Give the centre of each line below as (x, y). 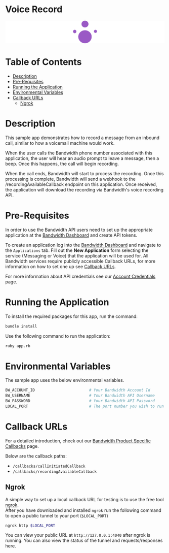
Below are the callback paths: (36, 456)
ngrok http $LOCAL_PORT (30, 526)
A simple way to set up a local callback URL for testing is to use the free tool (85, 499)
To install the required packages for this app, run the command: (72, 316)
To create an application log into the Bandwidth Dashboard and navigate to (83, 245)
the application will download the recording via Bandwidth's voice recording (84, 189)
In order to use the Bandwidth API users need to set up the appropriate (79, 230)
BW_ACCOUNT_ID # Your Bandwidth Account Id (78, 390)
